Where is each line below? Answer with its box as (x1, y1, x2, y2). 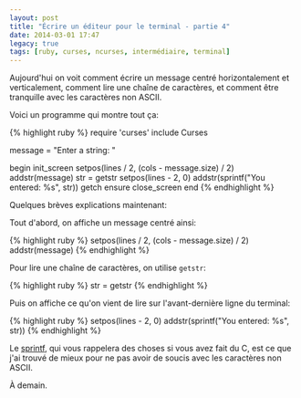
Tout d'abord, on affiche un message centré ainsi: (9, 217, 197, 228)
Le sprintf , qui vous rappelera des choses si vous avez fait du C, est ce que (9, 343, 292, 354)
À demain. (9, 380, 48, 391)
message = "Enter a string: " (9, 145, 116, 156)
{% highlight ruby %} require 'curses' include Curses (9, 127, 208, 138)
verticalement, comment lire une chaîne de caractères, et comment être (9, 82, 279, 93)
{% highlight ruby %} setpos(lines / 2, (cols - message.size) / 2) (9, 235, 249, 246)
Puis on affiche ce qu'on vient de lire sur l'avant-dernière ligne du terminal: (9, 298, 291, 309)
